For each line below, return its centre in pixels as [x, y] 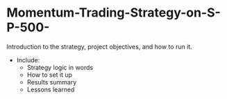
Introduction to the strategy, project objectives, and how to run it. [99, 46]
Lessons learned [51, 89]
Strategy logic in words [60, 67]
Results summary [52, 82]
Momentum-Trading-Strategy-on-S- [114, 13]
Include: [28, 60]
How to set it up [50, 75]
